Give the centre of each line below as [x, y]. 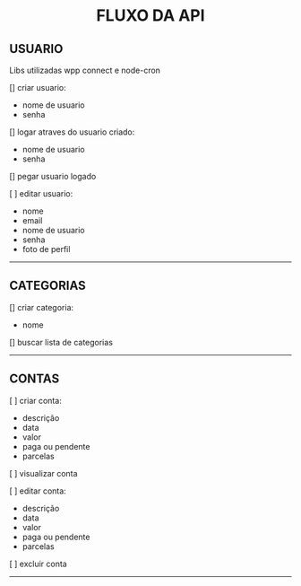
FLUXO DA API [150, 16]
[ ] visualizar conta [43, 473]
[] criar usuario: [38, 87]
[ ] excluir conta [38, 564]
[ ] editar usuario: [41, 193]
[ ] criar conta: [36, 400]
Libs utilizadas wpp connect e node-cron [85, 70]
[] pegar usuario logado [53, 176]
